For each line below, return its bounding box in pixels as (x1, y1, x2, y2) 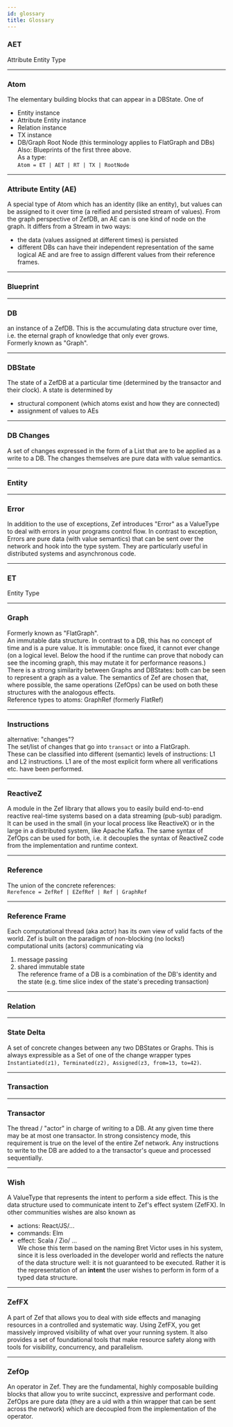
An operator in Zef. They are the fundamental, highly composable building (7, 1382, 218, 1391)
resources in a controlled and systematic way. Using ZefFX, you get (7, 1320, 201, 1329)
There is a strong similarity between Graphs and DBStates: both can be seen (7, 665, 226, 674)
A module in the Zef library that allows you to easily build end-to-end (7, 805, 204, 813)
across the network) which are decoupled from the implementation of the (7, 1405, 217, 1413)
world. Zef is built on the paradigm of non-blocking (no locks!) (7, 934, 185, 943)
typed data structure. (17, 1273, 78, 1282)
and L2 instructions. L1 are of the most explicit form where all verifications (7, 757, 218, 766)
